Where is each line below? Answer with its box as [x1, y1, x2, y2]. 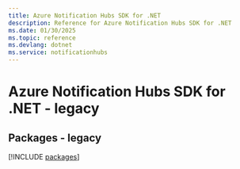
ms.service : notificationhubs [8, 48, 109, 56]
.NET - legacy [8, 100, 100, 117]
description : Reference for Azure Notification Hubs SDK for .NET [8, 19, 232, 27]
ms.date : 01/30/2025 [8, 26, 77, 34]
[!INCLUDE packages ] [8, 152, 80, 161]
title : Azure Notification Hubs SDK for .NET [8, 11, 161, 20]
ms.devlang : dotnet [8, 41, 73, 49]
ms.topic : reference [8, 33, 77, 42]
